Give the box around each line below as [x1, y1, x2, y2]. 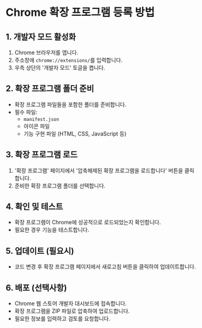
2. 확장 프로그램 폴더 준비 [5, 83, 95, 94]
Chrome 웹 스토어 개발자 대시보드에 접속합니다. [14, 300, 127, 307]
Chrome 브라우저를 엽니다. [14, 49, 79, 56]
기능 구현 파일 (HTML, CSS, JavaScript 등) [23, 130, 127, 137]
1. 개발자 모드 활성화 [5, 32, 76, 42]
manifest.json [23, 116, 59, 122]
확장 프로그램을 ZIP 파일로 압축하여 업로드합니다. [14, 307, 130, 315]
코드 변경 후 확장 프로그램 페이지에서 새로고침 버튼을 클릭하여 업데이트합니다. [14, 263, 197, 270]
